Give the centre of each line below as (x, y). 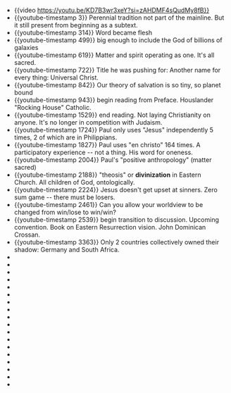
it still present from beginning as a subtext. (76, 25)
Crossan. (27, 235)
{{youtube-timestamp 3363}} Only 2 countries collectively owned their (117, 242)
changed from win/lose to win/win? (65, 212)
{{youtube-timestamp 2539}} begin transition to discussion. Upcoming (117, 220)
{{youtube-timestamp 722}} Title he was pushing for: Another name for (117, 70)
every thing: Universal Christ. (56, 77)
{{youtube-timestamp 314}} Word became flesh (83, 32)
